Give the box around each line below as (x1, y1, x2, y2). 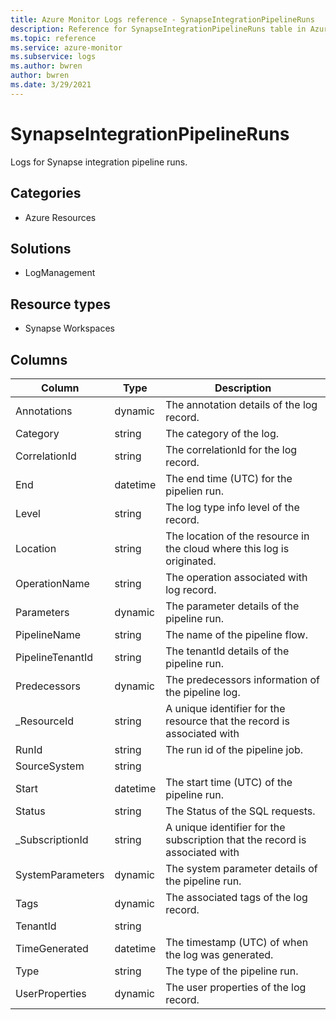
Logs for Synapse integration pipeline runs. (10, 156, 188, 168)
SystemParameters (15, 867, 105, 881)
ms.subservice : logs (10, 52, 97, 62)
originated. (165, 554, 217, 568)
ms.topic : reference (10, 33, 97, 43)
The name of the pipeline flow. (165, 627, 308, 641)
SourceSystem (15, 759, 85, 773)
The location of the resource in (165, 529, 310, 543)
